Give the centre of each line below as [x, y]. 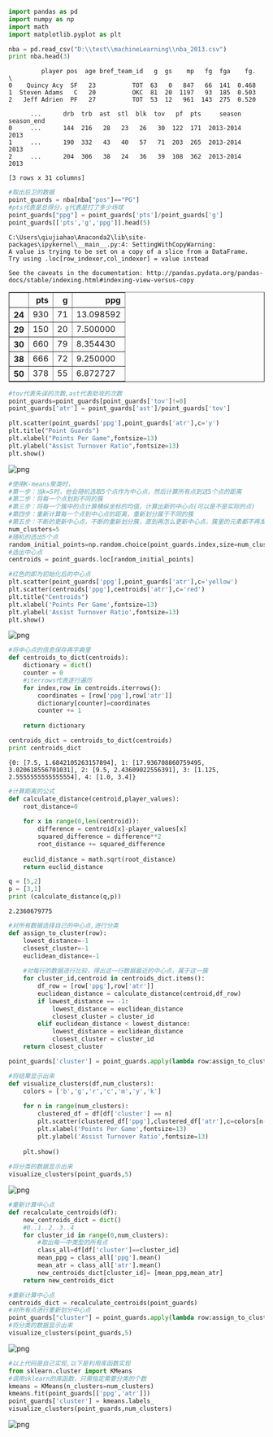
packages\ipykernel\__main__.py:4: [69, 244]
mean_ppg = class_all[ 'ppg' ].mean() [100, 1258]
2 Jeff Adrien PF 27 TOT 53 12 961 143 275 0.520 [132, 100]
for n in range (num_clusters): [76, 1107]
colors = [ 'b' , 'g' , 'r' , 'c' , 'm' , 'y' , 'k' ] [92, 1091]
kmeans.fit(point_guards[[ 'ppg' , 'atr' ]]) [80, 1394]
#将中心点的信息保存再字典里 [50, 650]
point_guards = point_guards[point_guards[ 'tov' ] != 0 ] [97, 401]
